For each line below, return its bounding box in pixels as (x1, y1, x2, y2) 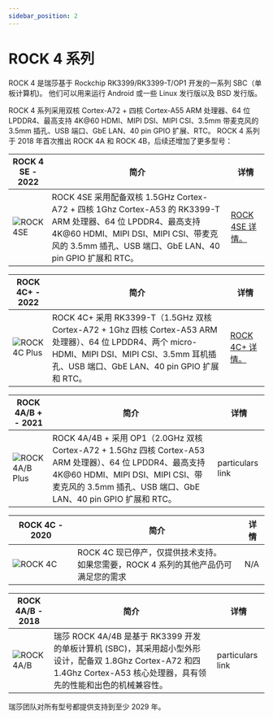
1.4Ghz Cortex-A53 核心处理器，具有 (54, 667, 199, 678)
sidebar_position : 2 (8, 11, 79, 20)
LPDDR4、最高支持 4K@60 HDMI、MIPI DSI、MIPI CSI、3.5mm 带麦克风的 (8, 115, 259, 125)
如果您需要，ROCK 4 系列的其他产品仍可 (76, 559, 232, 570)
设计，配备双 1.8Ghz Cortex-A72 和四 (54, 655, 201, 666)
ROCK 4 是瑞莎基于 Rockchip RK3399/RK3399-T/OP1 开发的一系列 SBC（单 (8, 78, 262, 88)
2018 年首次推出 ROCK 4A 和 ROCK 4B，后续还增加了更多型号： (17, 136, 233, 146)
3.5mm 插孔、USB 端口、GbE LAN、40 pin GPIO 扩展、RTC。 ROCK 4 (8, 125, 244, 135)
